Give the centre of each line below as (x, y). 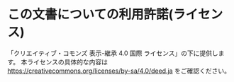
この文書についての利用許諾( (90, 14)
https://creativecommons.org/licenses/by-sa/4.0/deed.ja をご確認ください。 (119, 71)
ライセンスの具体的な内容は (68, 61)
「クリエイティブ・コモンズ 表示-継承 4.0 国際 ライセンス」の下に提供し (113, 53)
